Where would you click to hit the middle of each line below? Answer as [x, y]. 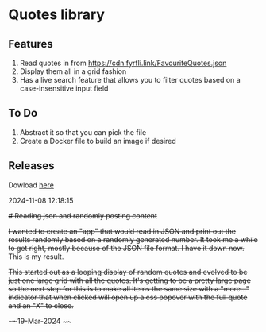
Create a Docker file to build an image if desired [98, 141]
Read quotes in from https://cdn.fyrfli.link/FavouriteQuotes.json [123, 63]
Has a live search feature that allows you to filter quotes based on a [130, 80]
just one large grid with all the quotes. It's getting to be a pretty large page [130, 280]
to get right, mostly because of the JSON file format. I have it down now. [126, 248]
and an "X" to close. [41, 305]
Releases [31, 166]
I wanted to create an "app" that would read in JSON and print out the [122, 231]
